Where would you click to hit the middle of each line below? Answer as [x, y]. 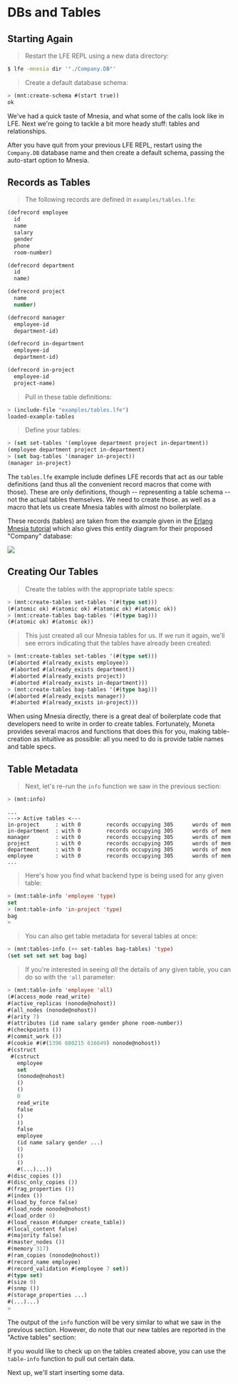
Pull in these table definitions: [68, 397]
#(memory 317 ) [29, 1249]
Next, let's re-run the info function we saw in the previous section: [123, 786]
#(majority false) [35, 1236]
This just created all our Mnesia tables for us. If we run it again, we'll [125, 636]
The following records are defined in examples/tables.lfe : [110, 200]
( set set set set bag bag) [47, 956]
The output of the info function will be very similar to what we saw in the [114, 1322]
